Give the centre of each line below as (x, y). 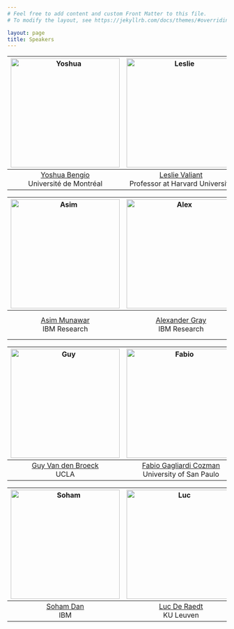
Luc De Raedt (181, 607)
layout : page (26, 33)
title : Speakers (31, 39)
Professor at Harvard (163, 184)
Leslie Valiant (181, 175)
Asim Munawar (65, 320)
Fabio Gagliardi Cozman (181, 466)
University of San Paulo (181, 474)
